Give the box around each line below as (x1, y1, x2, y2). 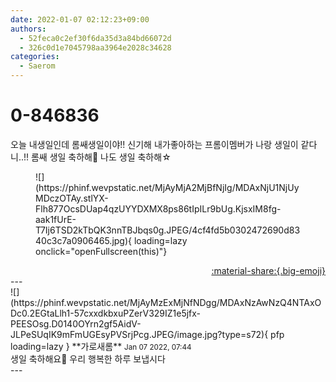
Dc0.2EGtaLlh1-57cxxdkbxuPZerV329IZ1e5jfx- (10, 307, 202, 319)
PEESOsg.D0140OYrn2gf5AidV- (10, 317, 142, 330)
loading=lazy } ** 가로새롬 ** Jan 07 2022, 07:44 (10, 340, 192, 352)
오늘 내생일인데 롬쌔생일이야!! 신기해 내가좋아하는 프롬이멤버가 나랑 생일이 (10, 138, 299, 150)
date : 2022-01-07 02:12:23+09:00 (10, 14, 150, 25)
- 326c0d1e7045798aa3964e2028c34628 (19, 42, 172, 53)
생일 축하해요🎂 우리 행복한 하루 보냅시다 (10, 352, 166, 365)
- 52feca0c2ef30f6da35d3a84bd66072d (19, 33, 172, 43)
